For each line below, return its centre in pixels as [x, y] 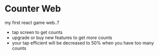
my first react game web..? [32, 22]
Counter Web [33, 9]
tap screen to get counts [37, 32]
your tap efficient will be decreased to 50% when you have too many [83, 42]
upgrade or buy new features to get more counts [62, 37]
